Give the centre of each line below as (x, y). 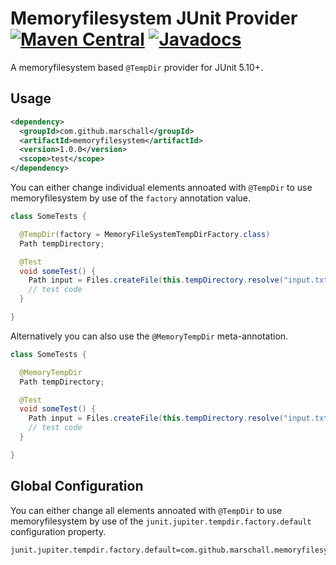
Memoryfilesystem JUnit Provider (154, 18)
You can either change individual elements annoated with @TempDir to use (161, 187)
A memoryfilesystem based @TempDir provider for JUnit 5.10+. (137, 67)
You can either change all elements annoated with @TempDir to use (146, 510)
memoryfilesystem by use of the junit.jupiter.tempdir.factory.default (161, 521)
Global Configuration (77, 486)
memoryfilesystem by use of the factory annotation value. (131, 198)
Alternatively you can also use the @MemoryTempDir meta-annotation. (149, 336)
